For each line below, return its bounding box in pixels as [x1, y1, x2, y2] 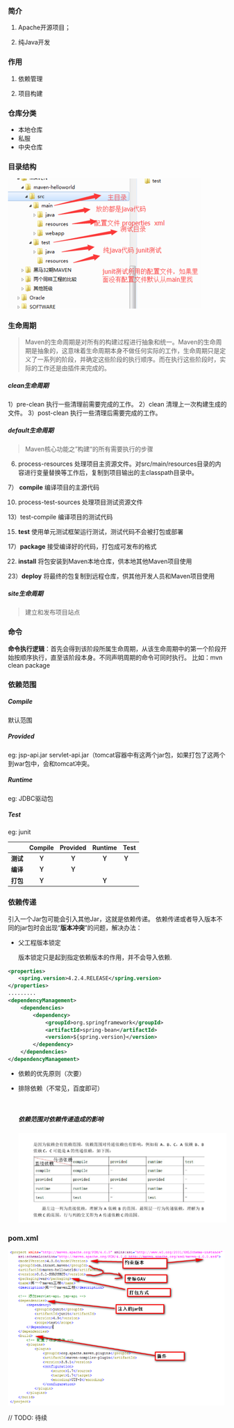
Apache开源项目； [17, 23, 72, 32]
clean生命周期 [8, 382, 49, 390]
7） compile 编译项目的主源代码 [8, 483, 100, 492]
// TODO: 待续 [8, 1413, 48, 1422]
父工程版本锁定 [17, 938, 61, 946]
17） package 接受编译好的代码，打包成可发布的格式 [8, 542, 157, 551]
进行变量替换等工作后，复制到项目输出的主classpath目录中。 [24, 469, 199, 477]
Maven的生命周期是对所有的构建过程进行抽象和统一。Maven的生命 [24, 338, 216, 346]
